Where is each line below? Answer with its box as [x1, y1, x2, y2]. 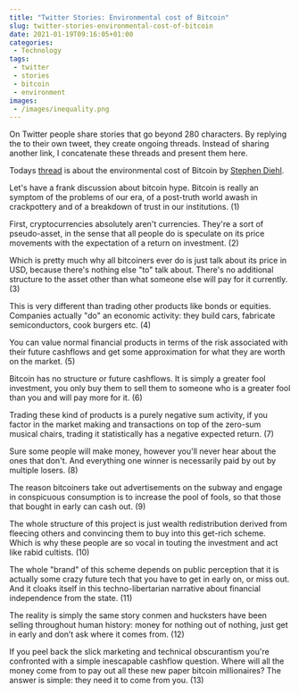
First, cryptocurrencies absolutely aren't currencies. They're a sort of [9, 219, 264, 230]
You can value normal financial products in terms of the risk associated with [9, 337, 288, 348]
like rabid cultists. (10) [9, 547, 90, 558]
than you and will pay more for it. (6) [9, 392, 143, 403]
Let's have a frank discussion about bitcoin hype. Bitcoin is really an [9, 182, 259, 193]
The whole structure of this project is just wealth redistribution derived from [9, 519, 287, 530]
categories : [9, 38, 54, 47]
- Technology [12, 46, 62, 55]
